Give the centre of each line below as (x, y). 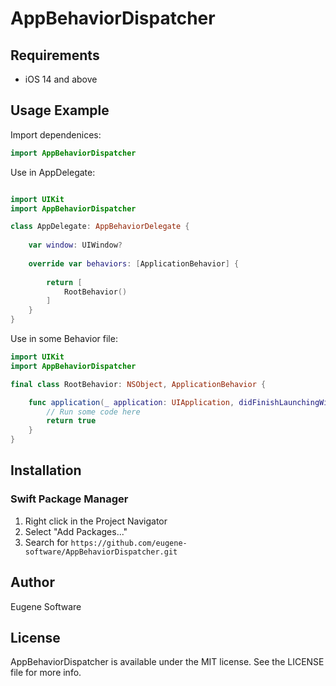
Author (32, 582)
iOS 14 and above (61, 79)
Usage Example (60, 110)
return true (71, 421)
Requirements (55, 55)
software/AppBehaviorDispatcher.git (101, 552)
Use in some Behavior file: (64, 339)
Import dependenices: (56, 134)
